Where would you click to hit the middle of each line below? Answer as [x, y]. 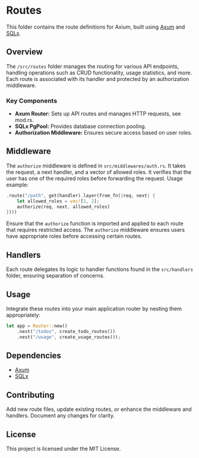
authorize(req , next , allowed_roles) [64, 207]
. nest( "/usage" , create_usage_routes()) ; [69, 337]
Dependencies [34, 356]
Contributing [30, 395]
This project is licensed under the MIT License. [64, 449]
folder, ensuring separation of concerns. [56, 276]
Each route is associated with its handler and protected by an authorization [98, 79]
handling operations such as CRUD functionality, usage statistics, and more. [99, 73]
